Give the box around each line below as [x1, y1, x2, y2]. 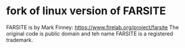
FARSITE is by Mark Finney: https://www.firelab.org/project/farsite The [6, 24, 179, 31]
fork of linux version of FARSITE [6, 4, 167, 18]
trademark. [6, 36, 33, 43]
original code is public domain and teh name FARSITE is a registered [6, 30, 174, 37]
